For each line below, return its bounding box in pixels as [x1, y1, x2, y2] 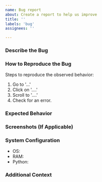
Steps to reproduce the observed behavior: [5, 72, 94, 78]
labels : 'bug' [5, 21, 35, 27]
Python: [12, 159, 29, 165]
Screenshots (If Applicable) [5, 123, 73, 130]
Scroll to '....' [12, 92, 38, 98]
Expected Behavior [5, 110, 52, 117]
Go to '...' [12, 81, 31, 88]
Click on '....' [12, 87, 38, 93]
